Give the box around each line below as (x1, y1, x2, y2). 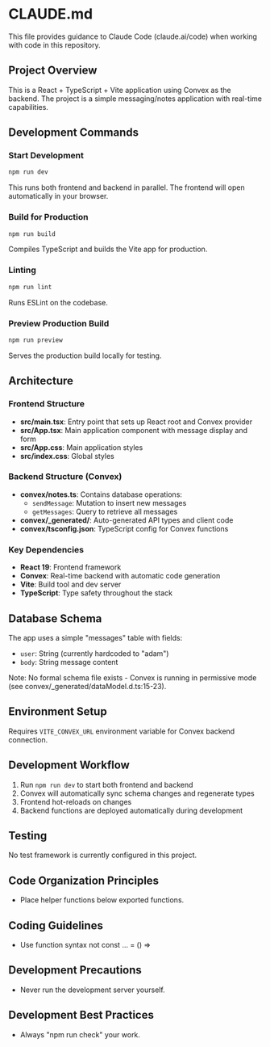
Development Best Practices (8, 1008, 155, 1022)
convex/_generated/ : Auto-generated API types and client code (19, 515, 234, 525)
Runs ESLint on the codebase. (8, 297, 109, 307)
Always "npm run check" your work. (19, 1029, 141, 1039)
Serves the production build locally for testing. (8, 351, 162, 360)
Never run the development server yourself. (19, 985, 165, 994)
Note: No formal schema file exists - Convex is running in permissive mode (8, 672, 257, 683)
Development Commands (8, 126, 139, 140)
